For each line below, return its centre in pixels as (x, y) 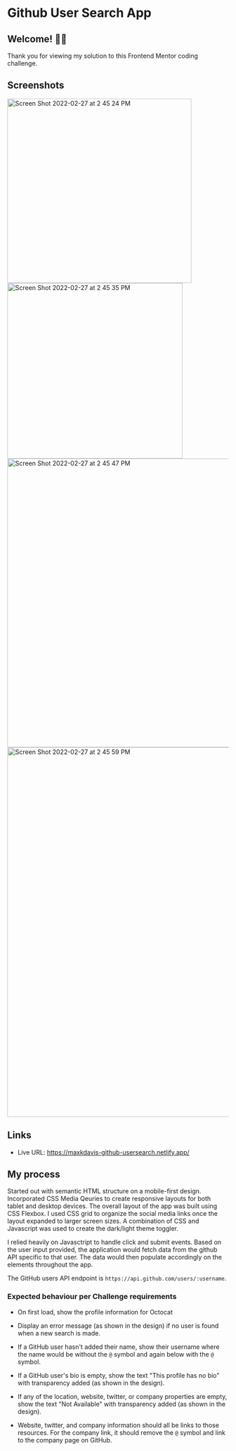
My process (34, 1175)
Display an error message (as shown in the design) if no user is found (118, 1326)
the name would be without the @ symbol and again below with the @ (116, 1354)
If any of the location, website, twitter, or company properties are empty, (122, 1396)
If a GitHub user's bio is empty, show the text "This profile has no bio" (118, 1375)
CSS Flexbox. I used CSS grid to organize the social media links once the (112, 1214)
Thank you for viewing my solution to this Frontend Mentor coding (103, 56)
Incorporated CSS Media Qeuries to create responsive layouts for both (109, 1199)
